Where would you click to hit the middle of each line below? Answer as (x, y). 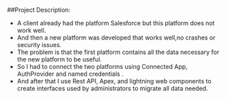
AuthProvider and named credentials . (70, 74)
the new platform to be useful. (59, 59)
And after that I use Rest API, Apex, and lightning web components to (114, 81)
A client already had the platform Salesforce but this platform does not (116, 23)
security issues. (39, 45)
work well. (31, 30)
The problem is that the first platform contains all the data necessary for (118, 52)
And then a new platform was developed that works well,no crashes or (116, 38)
